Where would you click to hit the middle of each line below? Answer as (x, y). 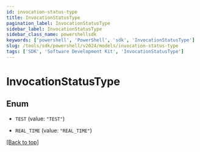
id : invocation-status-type (42, 12)
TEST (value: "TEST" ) (40, 119)
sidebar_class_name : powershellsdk (52, 35)
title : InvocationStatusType (43, 18)
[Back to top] (23, 142)
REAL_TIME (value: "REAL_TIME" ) (54, 130)
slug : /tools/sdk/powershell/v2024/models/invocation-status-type (92, 46)
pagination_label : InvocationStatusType (59, 23)
